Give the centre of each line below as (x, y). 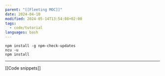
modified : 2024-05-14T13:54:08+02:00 (44, 19)
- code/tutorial (26, 28)
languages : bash (22, 32)
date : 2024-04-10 (23, 14)
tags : (11, 23)
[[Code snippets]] (23, 68)
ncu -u (12, 50)
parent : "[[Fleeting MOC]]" (34, 10)
